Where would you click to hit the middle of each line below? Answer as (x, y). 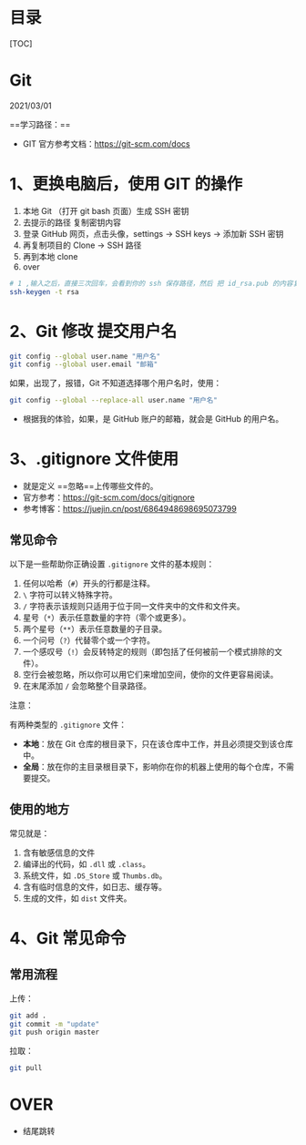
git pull (26, 1068)
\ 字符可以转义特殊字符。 (70, 594)
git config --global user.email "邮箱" (84, 364)
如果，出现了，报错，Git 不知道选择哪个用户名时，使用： (116, 383)
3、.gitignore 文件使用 (94, 459)
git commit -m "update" (55, 1024)
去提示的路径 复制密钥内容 (71, 222)
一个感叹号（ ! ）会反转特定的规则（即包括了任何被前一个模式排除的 (148, 651)
